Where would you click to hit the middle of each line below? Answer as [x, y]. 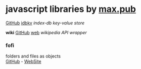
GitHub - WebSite [23, 62]
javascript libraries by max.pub [71, 9]
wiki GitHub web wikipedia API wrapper [46, 32]
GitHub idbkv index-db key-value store [45, 23]
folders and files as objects [33, 56]
